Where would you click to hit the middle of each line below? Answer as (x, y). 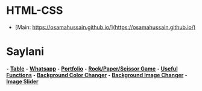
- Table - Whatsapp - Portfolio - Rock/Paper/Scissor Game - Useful (92, 68)
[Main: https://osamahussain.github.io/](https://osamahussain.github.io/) (105, 27)
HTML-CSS (35, 11)
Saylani (25, 52)
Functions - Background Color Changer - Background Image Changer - (97, 75)
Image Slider (22, 81)
